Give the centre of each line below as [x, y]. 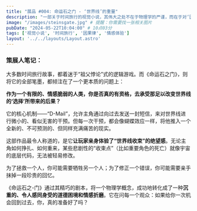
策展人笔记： [24, 60]
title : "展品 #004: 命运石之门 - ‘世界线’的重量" [62, 11]
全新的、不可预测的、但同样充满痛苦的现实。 [60, 128]
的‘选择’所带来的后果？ [33, 101]
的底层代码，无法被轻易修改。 [42, 155]
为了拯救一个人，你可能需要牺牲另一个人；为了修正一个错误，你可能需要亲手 [98, 168]
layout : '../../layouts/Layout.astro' [53, 39]
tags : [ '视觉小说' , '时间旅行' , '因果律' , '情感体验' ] [68, 33]
